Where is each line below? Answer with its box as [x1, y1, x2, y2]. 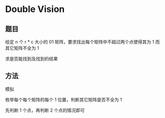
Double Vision [5, 3, 65, 15]
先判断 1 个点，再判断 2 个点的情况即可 [5, 107, 85, 113]
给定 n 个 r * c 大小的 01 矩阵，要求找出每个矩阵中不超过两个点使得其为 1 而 [5, 39, 160, 44]
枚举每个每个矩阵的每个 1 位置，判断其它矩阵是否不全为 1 [5, 96, 122, 102]
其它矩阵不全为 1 [5, 45, 39, 51]
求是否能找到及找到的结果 [5, 56, 58, 61]
